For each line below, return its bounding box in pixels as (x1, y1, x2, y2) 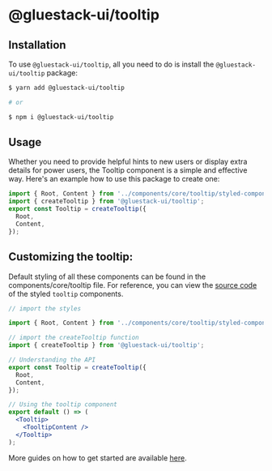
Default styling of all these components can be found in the (8, 272, 206, 281)
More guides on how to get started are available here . (8, 452, 188, 463)
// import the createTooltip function (8, 334, 139, 342)
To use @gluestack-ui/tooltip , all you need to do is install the (8, 59, 215, 69)
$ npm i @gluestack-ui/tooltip (8, 113, 114, 121)
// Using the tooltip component (8, 400, 117, 409)
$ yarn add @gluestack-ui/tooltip (8, 83, 125, 92)
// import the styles (8, 304, 82, 313)
